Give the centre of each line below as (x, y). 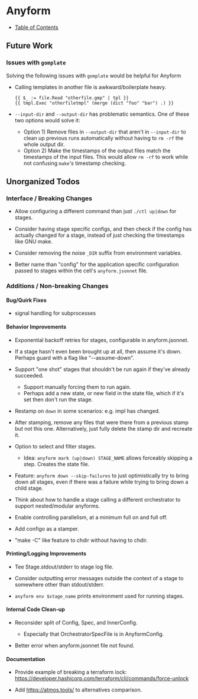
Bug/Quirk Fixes (27, 300)
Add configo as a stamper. (47, 529)
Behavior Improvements (36, 327)
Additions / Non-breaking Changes (57, 286)
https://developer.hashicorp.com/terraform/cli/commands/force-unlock (102, 678)
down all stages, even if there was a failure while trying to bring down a (101, 482)
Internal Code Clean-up (35, 609)
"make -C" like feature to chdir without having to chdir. (81, 540)
